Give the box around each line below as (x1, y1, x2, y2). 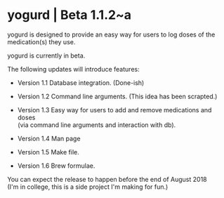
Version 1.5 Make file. (17, 147, 79, 156)
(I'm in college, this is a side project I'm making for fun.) (7, 183, 169, 191)
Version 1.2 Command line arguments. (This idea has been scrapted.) (17, 92, 218, 100)
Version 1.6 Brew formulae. (17, 161, 95, 170)
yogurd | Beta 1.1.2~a (7, 7, 132, 23)
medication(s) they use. (7, 37, 76, 46)
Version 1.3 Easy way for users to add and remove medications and (17, 105, 212, 114)
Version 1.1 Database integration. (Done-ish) (17, 78, 145, 87)
